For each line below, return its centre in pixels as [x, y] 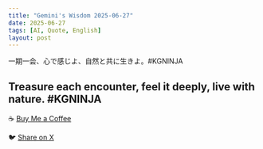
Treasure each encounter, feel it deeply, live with [131, 87]
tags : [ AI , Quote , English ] [55, 30]
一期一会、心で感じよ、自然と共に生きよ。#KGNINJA [96, 61]
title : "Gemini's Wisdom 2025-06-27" [71, 15]
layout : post [30, 38]
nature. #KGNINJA [55, 99]
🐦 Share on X [31, 138]
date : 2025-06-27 [37, 23]
